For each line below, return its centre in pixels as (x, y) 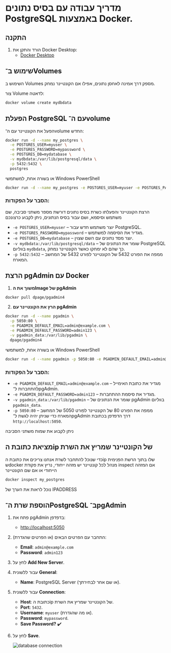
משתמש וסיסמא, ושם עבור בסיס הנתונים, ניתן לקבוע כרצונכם (64, 217)
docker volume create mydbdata (38, 102)
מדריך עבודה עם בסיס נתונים (63, 8)
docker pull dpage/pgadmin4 (35, 297)
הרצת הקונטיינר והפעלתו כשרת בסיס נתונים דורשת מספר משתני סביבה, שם (78, 212)
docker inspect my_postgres (35, 479)
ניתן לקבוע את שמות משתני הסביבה (39, 431)
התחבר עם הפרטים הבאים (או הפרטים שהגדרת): (60, 537)
